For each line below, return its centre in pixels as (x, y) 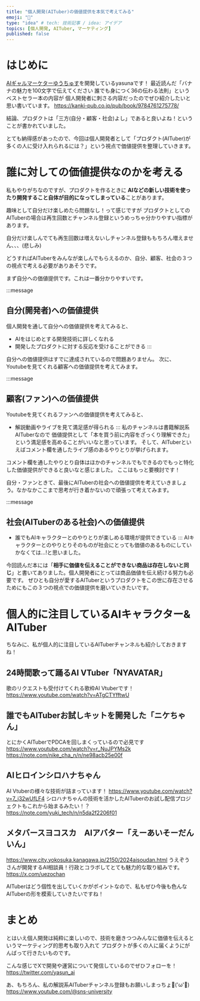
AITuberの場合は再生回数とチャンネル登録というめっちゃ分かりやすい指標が (99, 218)
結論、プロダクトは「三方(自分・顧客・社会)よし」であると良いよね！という (99, 118)
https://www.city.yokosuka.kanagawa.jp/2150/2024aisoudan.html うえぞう (98, 860)
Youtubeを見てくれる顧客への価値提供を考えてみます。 (74, 366)
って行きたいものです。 (45, 953)
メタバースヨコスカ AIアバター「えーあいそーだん (100, 833)
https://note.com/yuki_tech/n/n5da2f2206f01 (62, 813)
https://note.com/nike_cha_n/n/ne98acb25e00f (64, 755)
